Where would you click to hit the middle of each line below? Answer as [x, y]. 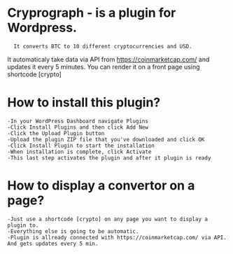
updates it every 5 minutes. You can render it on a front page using [104, 66]
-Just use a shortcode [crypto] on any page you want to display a [108, 219]
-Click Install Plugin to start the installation [81, 146]
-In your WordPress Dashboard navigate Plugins [78, 121]
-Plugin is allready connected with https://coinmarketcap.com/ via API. [117, 237]
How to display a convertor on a [101, 186]
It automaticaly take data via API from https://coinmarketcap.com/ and [108, 59]
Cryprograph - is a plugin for [92, 13]
